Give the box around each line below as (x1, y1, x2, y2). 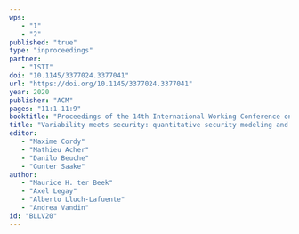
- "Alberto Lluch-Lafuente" (20, 195, 125, 205)
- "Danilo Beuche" (20, 153, 90, 163)
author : (9, 170, 38, 179)
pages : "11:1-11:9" (9, 104, 82, 113)
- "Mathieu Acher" (20, 145, 90, 154)
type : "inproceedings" (9, 46, 93, 55)
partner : (9, 54, 42, 63)
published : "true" (9, 37, 77, 47)
